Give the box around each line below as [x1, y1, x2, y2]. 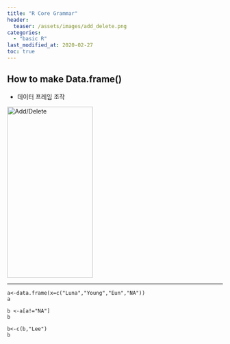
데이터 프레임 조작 [16, 92, 65, 101]
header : [7, 16, 29, 23]
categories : [7, 29, 41, 36]
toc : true [7, 49, 36, 55]
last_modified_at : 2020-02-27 [7, 42, 94, 49]
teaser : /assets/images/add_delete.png [13, 23, 127, 29]
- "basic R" [13, 36, 48, 42]
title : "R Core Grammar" [7, 10, 78, 17]
